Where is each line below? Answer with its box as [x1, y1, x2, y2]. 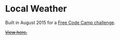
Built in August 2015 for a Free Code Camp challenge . [5, 19, 116, 25]
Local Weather [5, 3, 67, 14]
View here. [5, 29, 27, 35]
